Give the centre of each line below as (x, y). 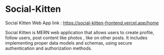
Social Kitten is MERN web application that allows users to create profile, (80, 32)
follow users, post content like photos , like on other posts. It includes (77, 38)
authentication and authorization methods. (49, 48)
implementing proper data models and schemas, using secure (69, 43)
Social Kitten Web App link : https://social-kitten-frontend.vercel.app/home (82, 23)
